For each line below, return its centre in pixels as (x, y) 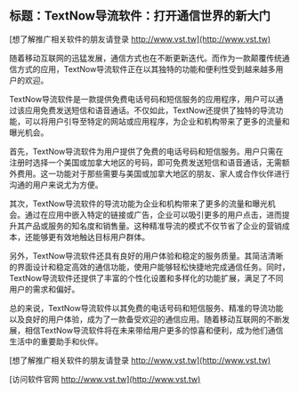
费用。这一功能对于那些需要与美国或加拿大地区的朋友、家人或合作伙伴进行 (153, 173)
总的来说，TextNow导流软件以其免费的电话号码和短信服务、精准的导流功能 (146, 308)
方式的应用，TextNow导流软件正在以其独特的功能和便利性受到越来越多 (146, 68)
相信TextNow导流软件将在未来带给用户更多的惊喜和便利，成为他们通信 (154, 330)
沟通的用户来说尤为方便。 (56, 184)
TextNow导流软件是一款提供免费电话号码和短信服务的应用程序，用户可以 (142, 99)
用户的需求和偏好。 (44, 289)
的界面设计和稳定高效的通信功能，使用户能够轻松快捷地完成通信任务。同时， (149, 267)
